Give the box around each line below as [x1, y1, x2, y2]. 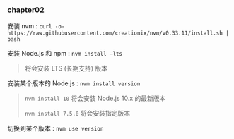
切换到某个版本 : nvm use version [7, 124, 104, 133]
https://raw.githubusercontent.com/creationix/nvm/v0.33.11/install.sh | [7, 30, 230, 37]
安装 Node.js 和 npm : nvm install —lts [7, 49, 122, 58]
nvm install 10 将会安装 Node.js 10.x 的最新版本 [24, 94, 166, 103]
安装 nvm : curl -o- [7, 22, 65, 30]
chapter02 [7, 5, 45, 15]
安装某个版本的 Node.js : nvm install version [7, 79, 141, 87]
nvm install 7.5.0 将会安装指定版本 [24, 109, 131, 118]
